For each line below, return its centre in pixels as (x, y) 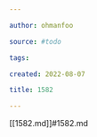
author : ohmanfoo (41, 25)
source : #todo (36, 41)
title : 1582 (31, 90)
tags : (19, 58)
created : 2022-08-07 (48, 74)
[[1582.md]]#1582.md (49, 124)
